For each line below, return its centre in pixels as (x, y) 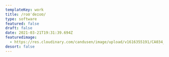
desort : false (20, 47)
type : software (21, 19)
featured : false (22, 24)
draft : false (19, 28)
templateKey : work (24, 10)
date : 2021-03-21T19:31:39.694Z (39, 33)
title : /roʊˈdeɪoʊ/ (26, 14)
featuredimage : (21, 38)
